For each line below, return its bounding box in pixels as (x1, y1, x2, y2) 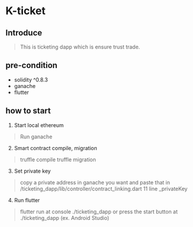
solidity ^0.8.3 (14, 76, 48, 83)
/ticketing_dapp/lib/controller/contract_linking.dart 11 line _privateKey (19, 185, 188, 192)
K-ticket (5, 4, 45, 18)
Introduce (5, 28, 42, 38)
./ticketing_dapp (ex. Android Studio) (19, 214, 110, 221)
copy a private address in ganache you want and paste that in (19, 179, 171, 186)
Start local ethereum (14, 121, 64, 128)
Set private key (14, 167, 51, 174)
